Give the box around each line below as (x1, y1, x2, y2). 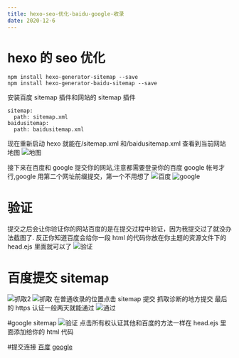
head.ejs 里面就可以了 (7, 242, 72, 251)
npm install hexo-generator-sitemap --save (7, 74, 139, 81)
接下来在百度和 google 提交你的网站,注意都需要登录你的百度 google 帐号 (7, 163, 219, 172)
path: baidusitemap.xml (14, 126, 84, 134)
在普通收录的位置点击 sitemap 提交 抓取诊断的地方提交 (53, 295, 213, 303)
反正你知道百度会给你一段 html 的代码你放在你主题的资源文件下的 (35, 234, 227, 242)
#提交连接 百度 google (7, 342, 73, 352)
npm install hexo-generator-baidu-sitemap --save (7, 80, 158, 87)
